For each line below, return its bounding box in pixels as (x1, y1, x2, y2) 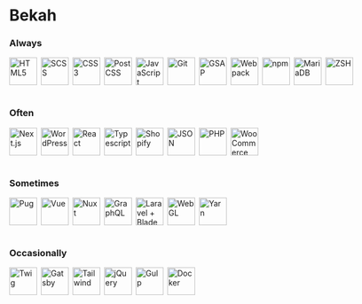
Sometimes (9, 176, 59, 189)
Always (9, 37, 43, 50)
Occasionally (9, 247, 67, 259)
